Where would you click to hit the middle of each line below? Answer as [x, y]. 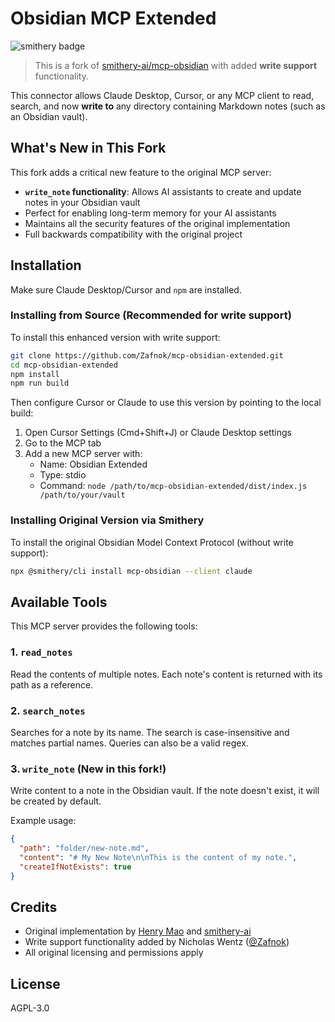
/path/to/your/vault [82, 495]
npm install [35, 374]
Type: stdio [63, 475]
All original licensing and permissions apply [114, 953]
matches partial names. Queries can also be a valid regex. [129, 743]
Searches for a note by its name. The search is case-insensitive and [150, 732]
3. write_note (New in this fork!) [88, 769]
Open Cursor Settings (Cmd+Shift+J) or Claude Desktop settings [158, 433]
